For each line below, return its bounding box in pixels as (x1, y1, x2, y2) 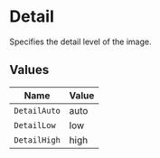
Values (9, 62, 50, 78)
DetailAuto (14, 106, 61, 116)
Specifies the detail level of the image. (9, 36, 152, 47)
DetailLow (14, 120, 56, 130)
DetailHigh (14, 135, 61, 145)
